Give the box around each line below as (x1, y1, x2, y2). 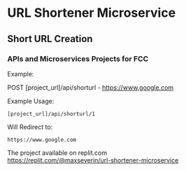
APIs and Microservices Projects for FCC (7, 54, 149, 64)
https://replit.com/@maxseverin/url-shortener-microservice (7, 156, 179, 164)
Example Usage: (7, 97, 55, 105)
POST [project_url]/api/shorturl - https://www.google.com (7, 83, 174, 92)
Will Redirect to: (7, 123, 53, 131)
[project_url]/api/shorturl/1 (7, 110, 96, 117)
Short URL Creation (7, 33, 93, 45)
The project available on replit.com (7, 149, 107, 157)
